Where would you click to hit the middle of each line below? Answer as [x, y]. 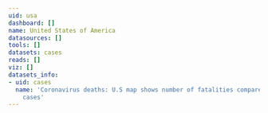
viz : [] [21, 68]
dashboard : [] [32, 23]
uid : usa [23, 16]
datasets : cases [35, 53]
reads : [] [25, 60]
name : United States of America [62, 30]
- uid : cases [30, 82]
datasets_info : [33, 75]
